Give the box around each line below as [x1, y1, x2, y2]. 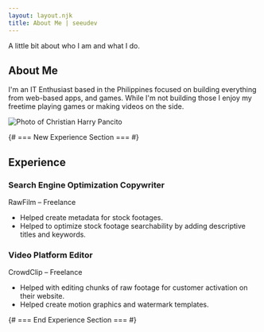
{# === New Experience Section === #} [8, 133, 139, 142]
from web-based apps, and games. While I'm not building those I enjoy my [8, 93, 252, 103]
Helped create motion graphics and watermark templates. [19, 299, 209, 310]
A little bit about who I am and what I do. [8, 41, 141, 50]
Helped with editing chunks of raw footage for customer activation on [19, 283, 248, 292]
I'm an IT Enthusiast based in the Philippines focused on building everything [8, 85, 257, 95]
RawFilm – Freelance [8, 198, 76, 207]
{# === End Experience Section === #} [8, 315, 138, 325]
